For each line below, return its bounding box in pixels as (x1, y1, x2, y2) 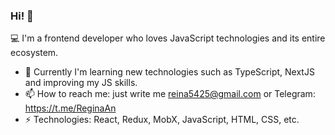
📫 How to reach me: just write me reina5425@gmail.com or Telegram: (24, 88, 316, 100)
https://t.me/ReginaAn (24, 102, 117, 114)
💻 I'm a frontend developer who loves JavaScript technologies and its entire (10, 32, 326, 44)
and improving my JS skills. (24, 77, 138, 89)
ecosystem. (10, 47, 59, 59)
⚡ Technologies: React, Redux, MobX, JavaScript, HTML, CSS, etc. (24, 114, 300, 126)
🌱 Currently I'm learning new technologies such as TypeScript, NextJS (24, 66, 315, 78)
